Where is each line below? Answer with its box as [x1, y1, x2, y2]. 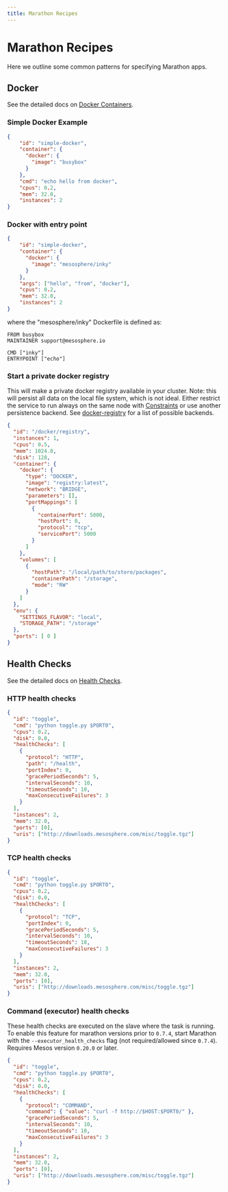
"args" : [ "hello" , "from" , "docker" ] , [19, 280, 130, 287]
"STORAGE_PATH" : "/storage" [19, 620, 99, 627]
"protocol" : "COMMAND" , [25, 1102, 94, 1109]
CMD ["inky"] [7, 349, 45, 356]
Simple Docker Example [7, 117, 88, 127]
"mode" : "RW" [31, 582, 69, 589]
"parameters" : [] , [25, 492, 78, 499]
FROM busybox [7, 331, 45, 338]
